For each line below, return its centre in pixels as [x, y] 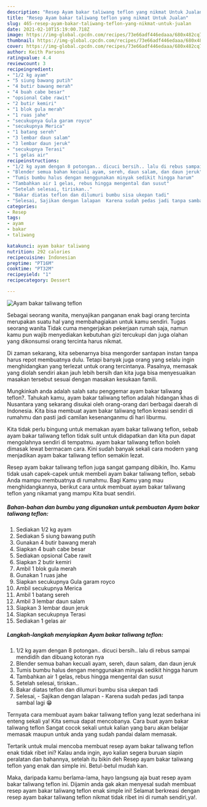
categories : [22, 207]
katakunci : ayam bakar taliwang [48, 246]
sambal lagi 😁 [34, 703]
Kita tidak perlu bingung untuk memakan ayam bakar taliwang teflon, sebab [103, 429]
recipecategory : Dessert [39, 280]
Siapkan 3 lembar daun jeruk [52, 608]
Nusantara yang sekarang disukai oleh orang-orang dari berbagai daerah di [103, 404]
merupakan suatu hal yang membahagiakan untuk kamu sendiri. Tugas [96, 321]
